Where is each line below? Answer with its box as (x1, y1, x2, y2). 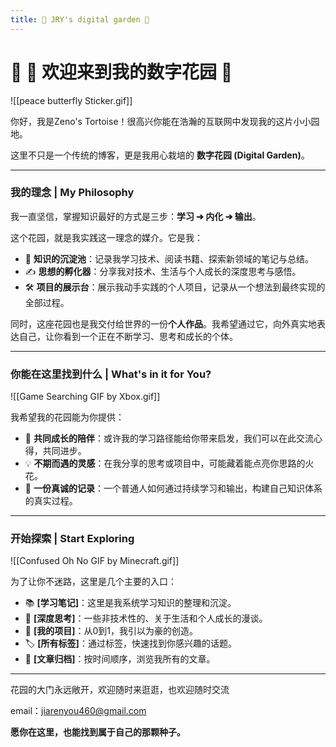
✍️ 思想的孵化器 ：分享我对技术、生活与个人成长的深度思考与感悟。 (24, 265, 302, 277)
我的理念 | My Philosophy (10, 186, 135, 200)
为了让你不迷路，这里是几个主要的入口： (10, 576, 177, 588)
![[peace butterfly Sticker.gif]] (10, 94, 133, 106)
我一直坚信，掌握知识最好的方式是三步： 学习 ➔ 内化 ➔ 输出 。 (10, 210, 262, 222)
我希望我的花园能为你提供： (10, 411, 125, 423)
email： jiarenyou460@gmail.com (10, 705, 147, 717)
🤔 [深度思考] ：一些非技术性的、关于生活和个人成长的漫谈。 (24, 612, 268, 625)
